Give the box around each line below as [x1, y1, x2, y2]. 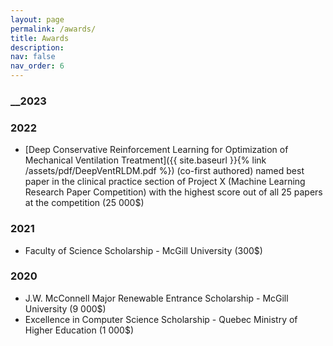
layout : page [10, 14, 65, 25]
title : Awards [10, 33, 70, 43]
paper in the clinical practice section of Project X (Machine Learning [24, 176, 306, 188]
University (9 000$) [24, 302, 107, 315]
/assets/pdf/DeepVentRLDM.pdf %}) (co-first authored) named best [24, 165, 305, 177]
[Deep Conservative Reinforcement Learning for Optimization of [24, 144, 289, 156]
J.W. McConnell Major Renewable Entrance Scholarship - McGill [24, 292, 289, 304]
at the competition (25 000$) [24, 197, 145, 209]
